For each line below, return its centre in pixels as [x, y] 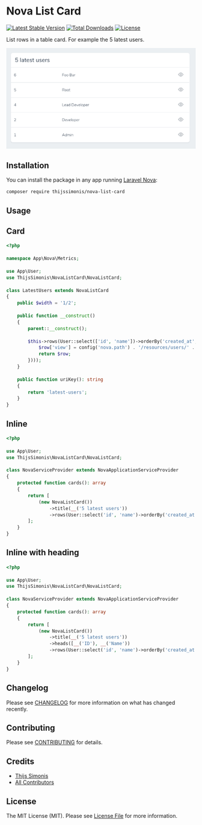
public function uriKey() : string [60, 379]
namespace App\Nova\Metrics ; [43, 259]
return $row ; [54, 354]
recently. [17, 709]
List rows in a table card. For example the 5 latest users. [75, 39]
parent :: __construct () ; [57, 328]
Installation [28, 165]
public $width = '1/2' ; [47, 303]
